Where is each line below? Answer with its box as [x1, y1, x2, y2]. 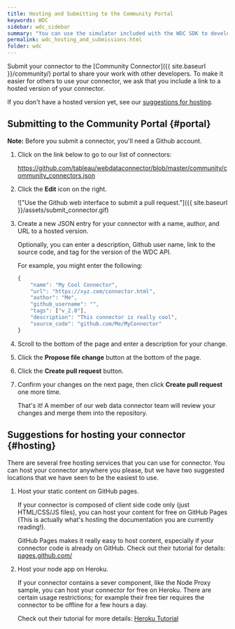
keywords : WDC [7, 17, 49, 24]
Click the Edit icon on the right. [17, 185, 107, 193]
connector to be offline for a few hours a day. [17, 600, 148, 609]
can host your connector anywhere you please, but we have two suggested [7, 466, 225, 474]
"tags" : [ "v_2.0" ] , [30, 307, 87, 315]
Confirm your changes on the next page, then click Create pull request [17, 380, 222, 388]
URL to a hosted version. [17, 227, 89, 235]
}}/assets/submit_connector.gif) [17, 206, 109, 214]
